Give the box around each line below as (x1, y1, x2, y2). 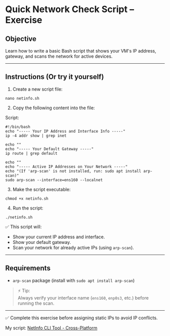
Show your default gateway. (12, 239, 71, 245)
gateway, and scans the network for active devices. (5, 53, 113, 59)
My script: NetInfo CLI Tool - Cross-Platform (5, 325, 98, 331)
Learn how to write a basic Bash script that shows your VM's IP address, (5, 48, 156, 54)
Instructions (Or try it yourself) (5, 72, 104, 81)
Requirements (5, 264, 51, 273)
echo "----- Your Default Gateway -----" (5, 146, 94, 151)
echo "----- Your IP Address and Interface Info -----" (5, 129, 125, 134)
